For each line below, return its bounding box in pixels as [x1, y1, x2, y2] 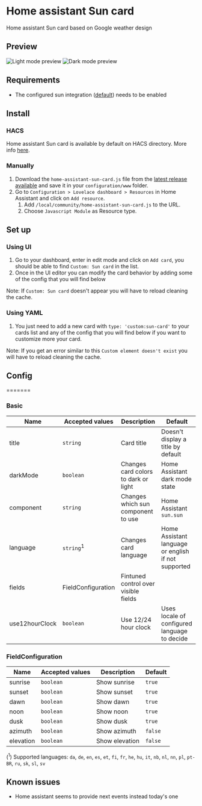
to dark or [120, 474, 148, 483]
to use [120, 515, 139, 523]
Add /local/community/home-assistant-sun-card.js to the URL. [23, 200, 181, 208]
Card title [120, 438, 147, 447]
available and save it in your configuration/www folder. [14, 182, 148, 189]
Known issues [6, 777, 61, 787]
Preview [6, 42, 38, 52]
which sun [120, 500, 150, 508]
